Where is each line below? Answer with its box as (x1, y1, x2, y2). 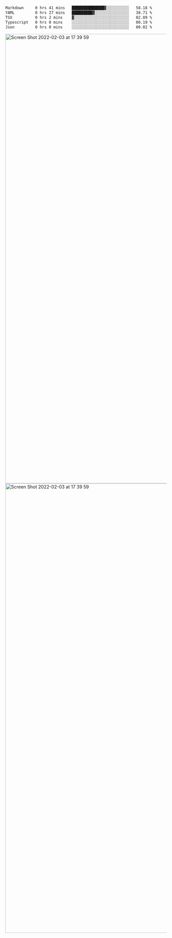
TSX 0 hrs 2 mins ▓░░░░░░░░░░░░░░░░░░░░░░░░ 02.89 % (5, 15, 153, 20)
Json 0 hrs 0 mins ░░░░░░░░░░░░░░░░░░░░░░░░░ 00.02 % (5, 24, 153, 30)
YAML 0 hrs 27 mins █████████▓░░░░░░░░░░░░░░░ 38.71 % (5, 10, 153, 15)
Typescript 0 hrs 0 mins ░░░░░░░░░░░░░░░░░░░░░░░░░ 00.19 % (5, 20, 153, 25)
